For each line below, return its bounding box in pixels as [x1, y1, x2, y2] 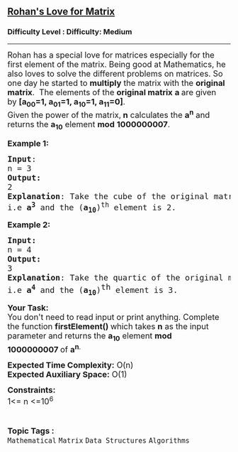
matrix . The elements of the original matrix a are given [7, 87, 217, 97]
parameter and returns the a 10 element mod [7, 330, 172, 343]
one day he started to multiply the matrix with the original [7, 77, 225, 88]
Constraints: [7, 384, 56, 395]
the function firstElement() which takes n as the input [7, 321, 209, 332]
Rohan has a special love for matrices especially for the [7, 50, 215, 60]
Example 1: [7, 138, 50, 149]
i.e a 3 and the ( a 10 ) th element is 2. [7, 200, 177, 215]
